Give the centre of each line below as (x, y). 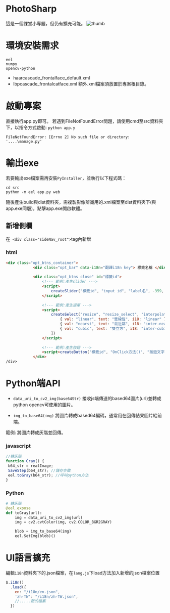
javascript (18, 446)
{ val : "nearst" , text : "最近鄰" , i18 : (101, 324)
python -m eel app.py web (33, 192)
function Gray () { (25, 461)
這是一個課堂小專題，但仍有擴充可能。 (45, 23)
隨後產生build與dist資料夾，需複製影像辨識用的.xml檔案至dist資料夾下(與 (81, 202)
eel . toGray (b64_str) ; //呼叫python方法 (48, 475)
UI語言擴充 (28, 558)
